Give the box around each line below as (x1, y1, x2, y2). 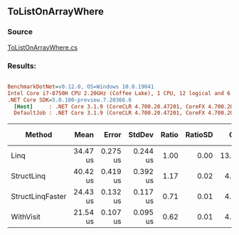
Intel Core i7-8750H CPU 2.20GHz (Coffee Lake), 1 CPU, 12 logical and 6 (7, 89, 231, 97)
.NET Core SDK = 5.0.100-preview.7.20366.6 (7, 96, 132, 104)
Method (25, 130, 53, 140)
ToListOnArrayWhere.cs (7, 43, 78, 52)
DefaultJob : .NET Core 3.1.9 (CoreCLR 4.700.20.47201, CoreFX (14, 109, 205, 116)
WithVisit (11, 212, 41, 222)
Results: (7, 60, 37, 70)
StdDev (128, 130, 154, 140)
